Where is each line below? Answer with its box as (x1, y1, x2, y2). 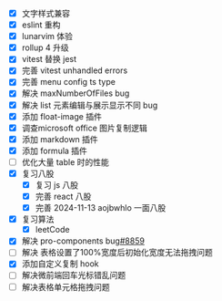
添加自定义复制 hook (21, 258, 99, 269)
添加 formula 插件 (21, 145, 88, 156)
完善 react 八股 (35, 191, 92, 202)
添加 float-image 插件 (21, 110, 102, 121)
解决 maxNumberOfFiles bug (21, 88, 130, 99)
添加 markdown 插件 (21, 133, 99, 144)
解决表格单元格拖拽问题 (21, 281, 110, 292)
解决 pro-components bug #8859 (21, 235, 145, 246)
